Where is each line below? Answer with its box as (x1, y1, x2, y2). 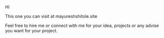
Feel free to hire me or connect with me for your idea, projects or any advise (5, 23, 159, 28)
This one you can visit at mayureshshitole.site (5, 13, 97, 19)
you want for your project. (5, 28, 58, 33)
